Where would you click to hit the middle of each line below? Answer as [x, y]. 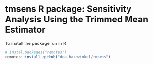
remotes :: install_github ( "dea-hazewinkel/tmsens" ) [58, 57]
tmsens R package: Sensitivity [68, 9]
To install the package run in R [36, 43]
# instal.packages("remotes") [36, 52]
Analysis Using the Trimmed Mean [77, 19]
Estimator [25, 30]
